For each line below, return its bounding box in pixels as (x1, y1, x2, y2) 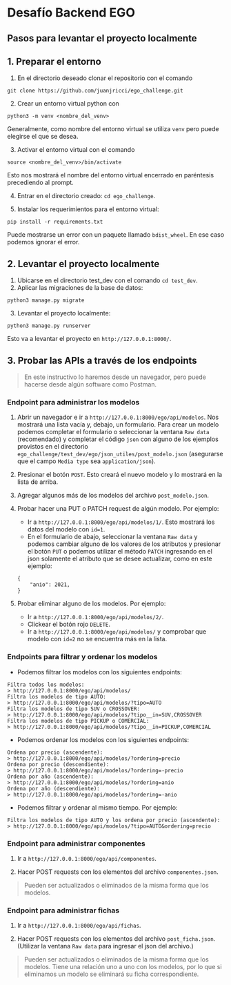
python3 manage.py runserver (7, 322, 91, 329)
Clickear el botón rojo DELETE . (27, 620, 110, 629)
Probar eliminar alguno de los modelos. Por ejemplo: (17, 599, 166, 608)
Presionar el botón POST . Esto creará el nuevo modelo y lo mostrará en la (17, 471, 223, 479)
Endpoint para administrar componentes (7, 839, 146, 848)
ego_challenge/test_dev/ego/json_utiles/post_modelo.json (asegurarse (17, 450, 223, 458)
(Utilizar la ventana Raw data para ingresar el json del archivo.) (17, 942, 194, 950)
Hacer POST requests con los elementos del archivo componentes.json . (17, 868, 219, 876)
